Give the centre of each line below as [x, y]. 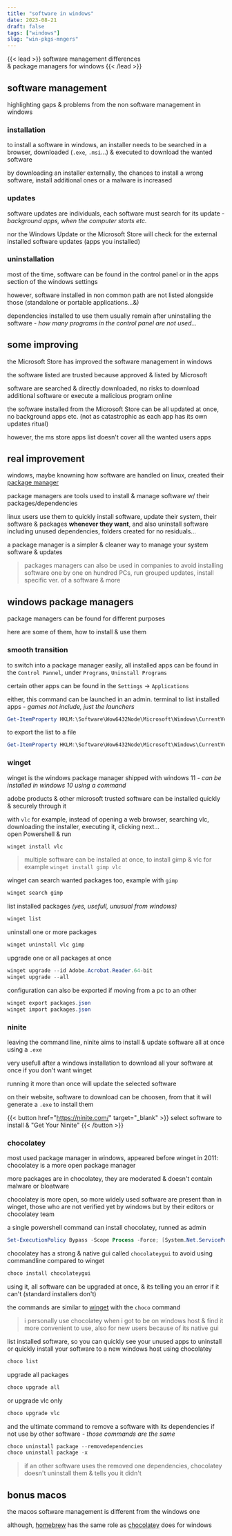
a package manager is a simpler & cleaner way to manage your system [108, 545]
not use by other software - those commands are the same [91, 1434]
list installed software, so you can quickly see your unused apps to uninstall [115, 1341]
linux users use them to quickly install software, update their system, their [112, 517]
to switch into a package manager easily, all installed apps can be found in [113, 665]
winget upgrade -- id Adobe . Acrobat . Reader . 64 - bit [80, 971]
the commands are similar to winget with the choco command [94, 1307]
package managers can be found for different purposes [86, 618]
